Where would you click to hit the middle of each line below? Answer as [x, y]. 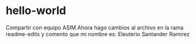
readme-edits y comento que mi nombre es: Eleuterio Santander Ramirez [98, 34]
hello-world [36, 11]
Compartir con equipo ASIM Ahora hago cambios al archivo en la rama [95, 28]
